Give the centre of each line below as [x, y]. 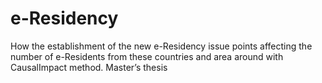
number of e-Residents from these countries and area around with [147, 56]
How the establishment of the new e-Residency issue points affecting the [161, 46]
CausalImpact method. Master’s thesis [89, 67]
